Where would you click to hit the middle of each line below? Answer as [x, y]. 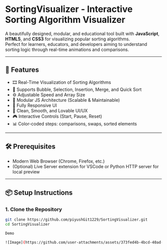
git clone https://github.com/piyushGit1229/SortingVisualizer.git [77, 220]
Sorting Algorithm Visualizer [65, 20]
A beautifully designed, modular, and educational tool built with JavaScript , [83, 33]
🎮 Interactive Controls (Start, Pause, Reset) [57, 116]
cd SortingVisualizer [28, 225]
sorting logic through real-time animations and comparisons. [67, 49]
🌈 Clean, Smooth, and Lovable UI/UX [50, 110]
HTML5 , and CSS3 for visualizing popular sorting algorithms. [68, 39]
